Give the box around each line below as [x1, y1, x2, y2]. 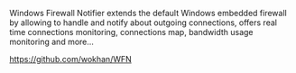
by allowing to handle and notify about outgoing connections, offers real [9, 17, 278, 28]
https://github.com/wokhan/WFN [9, 54, 133, 64]
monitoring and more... [9, 36, 95, 47]
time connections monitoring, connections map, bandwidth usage [9, 27, 254, 37]
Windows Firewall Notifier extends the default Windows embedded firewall [9, 8, 287, 18]
